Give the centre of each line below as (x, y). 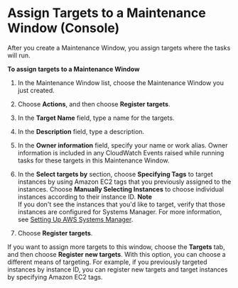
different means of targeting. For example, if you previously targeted (107, 262)
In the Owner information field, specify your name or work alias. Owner (123, 145)
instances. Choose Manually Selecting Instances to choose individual (121, 189)
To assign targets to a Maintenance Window (74, 69)
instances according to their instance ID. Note (85, 196)
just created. (36, 90)
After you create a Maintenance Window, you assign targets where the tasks (119, 48)
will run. (19, 55)
